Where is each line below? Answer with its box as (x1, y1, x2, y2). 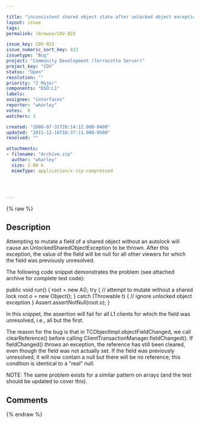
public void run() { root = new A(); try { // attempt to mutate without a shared (6, 286, 193, 293)
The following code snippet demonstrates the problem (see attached (6, 268, 174, 275)
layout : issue (6, 19, 42, 26)
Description (6, 222, 51, 232)
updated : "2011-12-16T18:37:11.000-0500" (6, 129, 111, 136)
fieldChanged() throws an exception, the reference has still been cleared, (6, 341, 186, 348)
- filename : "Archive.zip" (6, 151, 73, 158)
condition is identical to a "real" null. (6, 360, 95, 367)
